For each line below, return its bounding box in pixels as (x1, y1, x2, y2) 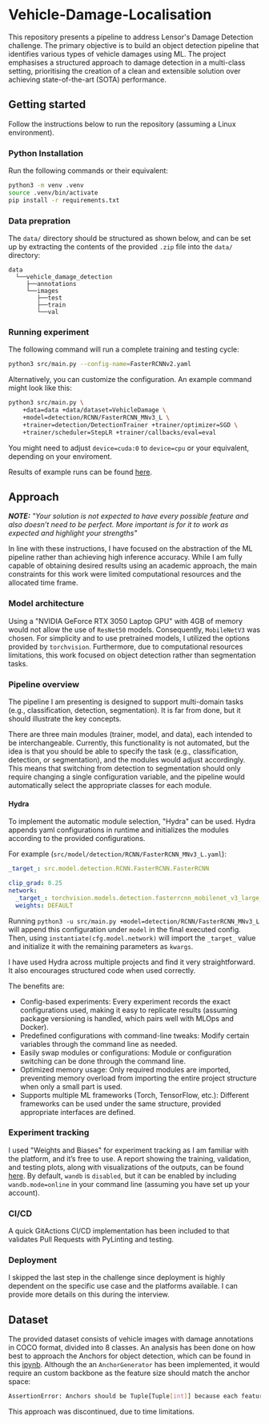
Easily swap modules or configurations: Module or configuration (19, 1048, 232, 1057)
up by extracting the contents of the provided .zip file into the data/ (8, 242, 233, 251)
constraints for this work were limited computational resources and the (8, 569, 242, 579)
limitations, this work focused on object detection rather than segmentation (8, 650, 256, 660)
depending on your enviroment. (8, 451, 112, 461)
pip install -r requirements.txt (8, 196, 120, 204)
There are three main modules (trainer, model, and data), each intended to (8, 729, 253, 738)
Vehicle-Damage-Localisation (8, 6, 212, 24)
